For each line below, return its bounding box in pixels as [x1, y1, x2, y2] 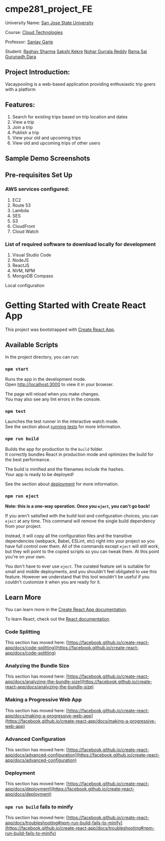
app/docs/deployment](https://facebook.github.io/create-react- [5, 786, 134, 792]
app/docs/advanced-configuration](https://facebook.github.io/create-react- [5, 752, 160, 758]
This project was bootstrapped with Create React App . [5, 327, 116, 332]
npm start [5, 366, 29, 372]
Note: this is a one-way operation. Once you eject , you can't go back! [5, 503, 150, 509]
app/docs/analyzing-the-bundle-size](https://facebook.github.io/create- [5, 679, 153, 685]
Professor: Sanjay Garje [5, 38, 53, 45]
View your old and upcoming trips [12, 135, 81, 141]
